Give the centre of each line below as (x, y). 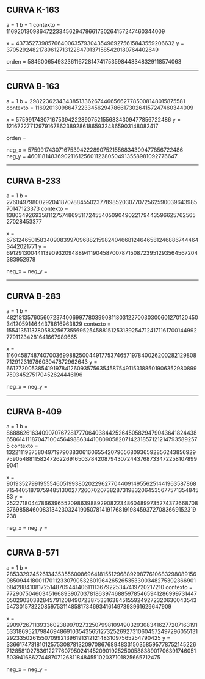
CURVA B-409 (34, 412)
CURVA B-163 (33, 86)
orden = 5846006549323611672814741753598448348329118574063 (94, 61)
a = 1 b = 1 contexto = (33, 24)
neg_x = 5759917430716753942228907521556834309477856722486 (95, 150)
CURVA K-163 (33, 10)
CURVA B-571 (33, 553)
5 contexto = (22, 446)
